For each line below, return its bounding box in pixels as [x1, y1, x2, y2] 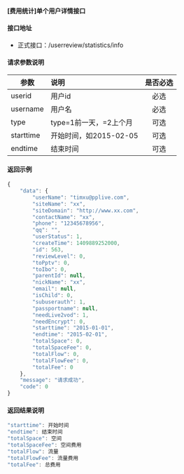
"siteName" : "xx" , [32, 200, 86, 207]
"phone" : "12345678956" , [32, 220, 105, 228]
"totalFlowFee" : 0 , [32, 357, 90, 364]
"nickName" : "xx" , [32, 279, 86, 286]
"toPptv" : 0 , [32, 259, 71, 266]
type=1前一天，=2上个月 [50, 118, 133, 127]
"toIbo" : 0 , [32, 265, 68, 273]
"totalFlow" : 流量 [7, 448, 59, 455]
